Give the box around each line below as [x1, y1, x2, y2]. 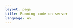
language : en [5, 16, 31, 20]
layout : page [5, 7, 31, 12]
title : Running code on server [5, 11, 68, 16]
